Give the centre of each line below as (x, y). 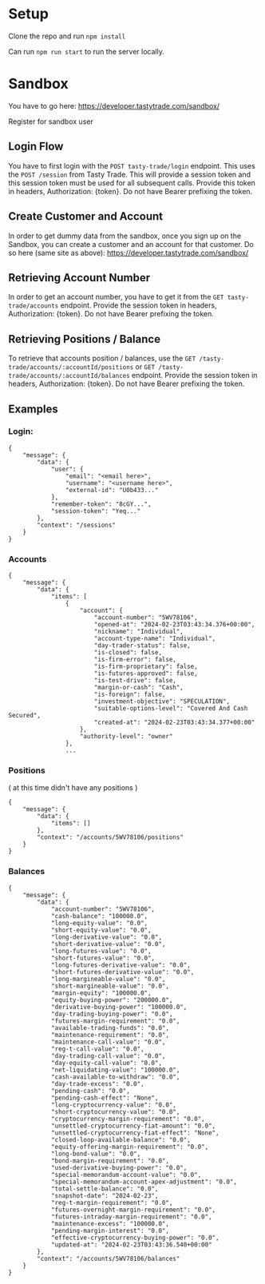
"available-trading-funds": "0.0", (110, 1028)
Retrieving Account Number (79, 278)
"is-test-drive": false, (135, 681)
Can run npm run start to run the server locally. (87, 51)
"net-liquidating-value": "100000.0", (115, 1070)
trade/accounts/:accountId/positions (71, 368)
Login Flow (36, 147)
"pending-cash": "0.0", (90, 1091)
